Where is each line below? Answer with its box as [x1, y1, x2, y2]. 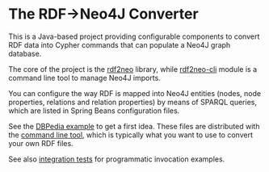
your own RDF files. [8, 138, 74, 148]
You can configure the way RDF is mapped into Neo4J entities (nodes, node [8, 88, 261, 98]
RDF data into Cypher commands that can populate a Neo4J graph [8, 40, 231, 49]
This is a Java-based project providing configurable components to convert [8, 31, 260, 41]
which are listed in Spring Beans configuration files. [8, 106, 180, 115]
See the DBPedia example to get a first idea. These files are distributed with [8, 121, 260, 131]
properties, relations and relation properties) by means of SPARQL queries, [8, 97, 257, 107]
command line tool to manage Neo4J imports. [8, 73, 162, 82]
